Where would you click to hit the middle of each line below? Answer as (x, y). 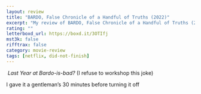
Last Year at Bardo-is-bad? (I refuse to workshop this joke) (80, 73)
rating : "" (20, 28)
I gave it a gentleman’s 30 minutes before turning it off (73, 84)
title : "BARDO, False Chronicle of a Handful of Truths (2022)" (88, 17)
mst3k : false (22, 39)
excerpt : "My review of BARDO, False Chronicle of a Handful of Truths (97, 23)
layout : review (25, 12)
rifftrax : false (26, 45)
